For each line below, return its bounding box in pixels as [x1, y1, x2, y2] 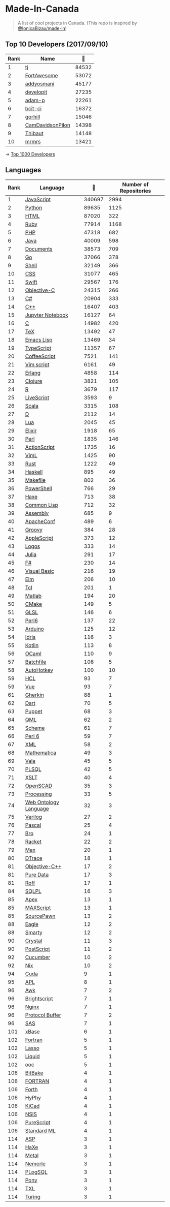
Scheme [25, 724, 45, 731]
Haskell [25, 468, 43, 475]
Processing [25, 790, 52, 797]
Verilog [25, 813, 42, 820]
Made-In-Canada [5, 3, 79, 15]
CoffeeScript [25, 353, 56, 360]
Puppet [25, 707, 42, 715]
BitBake [25, 1069, 44, 1076]
